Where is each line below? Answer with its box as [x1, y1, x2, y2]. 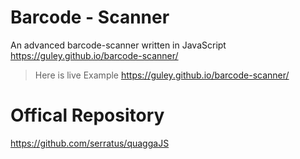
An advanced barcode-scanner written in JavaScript [10, 39, 227, 51]
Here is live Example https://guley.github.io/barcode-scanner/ [34, 69, 290, 81]
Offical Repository [10, 104, 165, 127]
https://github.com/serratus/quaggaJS [10, 137, 170, 149]
